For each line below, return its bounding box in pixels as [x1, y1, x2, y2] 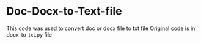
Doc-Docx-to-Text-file [6, 4, 122, 18]
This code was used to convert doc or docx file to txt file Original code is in [6, 24, 196, 32]
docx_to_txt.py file [6, 31, 53, 38]
